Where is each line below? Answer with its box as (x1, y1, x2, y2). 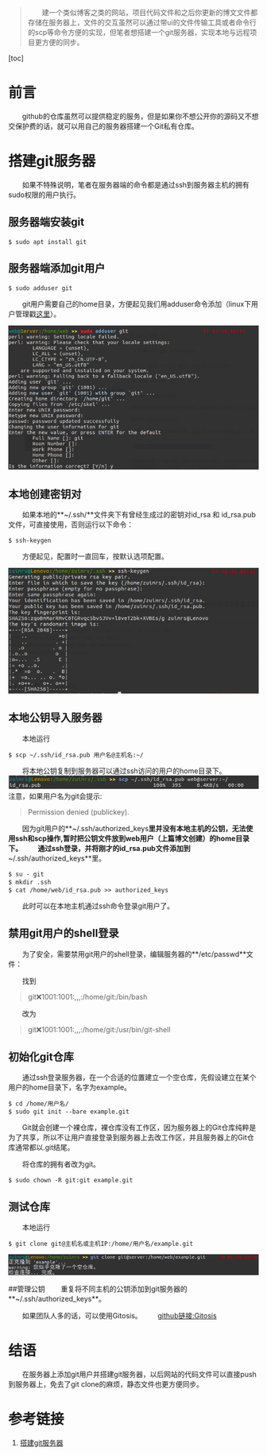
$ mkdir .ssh (8, 878, 52, 886)
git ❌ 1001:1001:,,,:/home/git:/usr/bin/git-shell (27, 1024, 171, 1034)
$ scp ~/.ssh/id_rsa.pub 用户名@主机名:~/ (8, 751, 144, 759)
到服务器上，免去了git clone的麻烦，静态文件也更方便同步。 (8, 1379, 204, 1389)
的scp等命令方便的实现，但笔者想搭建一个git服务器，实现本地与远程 (27, 28, 250, 37)
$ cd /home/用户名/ (8, 1100, 69, 1108)
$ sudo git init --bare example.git (8, 1108, 130, 1116)
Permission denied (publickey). (27, 807, 130, 817)
